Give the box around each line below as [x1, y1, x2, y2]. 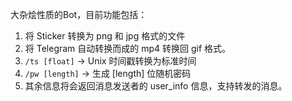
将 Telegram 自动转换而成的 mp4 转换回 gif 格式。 [24, 43, 232, 54]
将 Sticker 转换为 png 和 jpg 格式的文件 [24, 30, 186, 42]
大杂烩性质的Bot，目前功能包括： [10, 9, 148, 20]
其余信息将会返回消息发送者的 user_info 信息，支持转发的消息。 [24, 80, 288, 92]
